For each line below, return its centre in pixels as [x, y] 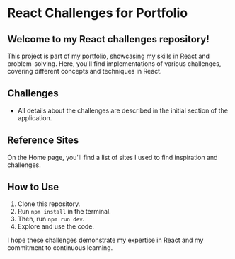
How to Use [33, 187]
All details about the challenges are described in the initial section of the [123, 110]
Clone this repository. [49, 204]
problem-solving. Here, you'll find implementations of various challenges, [114, 64]
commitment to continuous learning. [60, 248]
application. [35, 117]
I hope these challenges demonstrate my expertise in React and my [105, 240]
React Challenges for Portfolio [98, 13]
